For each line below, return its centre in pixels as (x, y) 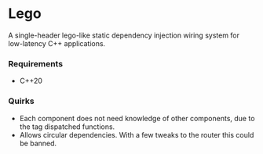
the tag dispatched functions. (67, 127)
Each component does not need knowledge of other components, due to (137, 118)
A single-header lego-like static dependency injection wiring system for (124, 35)
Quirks (21, 101)
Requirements (36, 63)
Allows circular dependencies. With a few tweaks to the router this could (137, 134)
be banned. (38, 143)
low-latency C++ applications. (57, 43)
